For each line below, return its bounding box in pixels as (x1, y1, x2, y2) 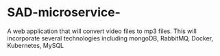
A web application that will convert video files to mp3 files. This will (7, 27, 197, 35)
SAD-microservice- (7, 5, 121, 20)
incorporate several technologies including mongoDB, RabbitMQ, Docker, (7, 34, 214, 42)
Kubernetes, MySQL (7, 41, 64, 49)
